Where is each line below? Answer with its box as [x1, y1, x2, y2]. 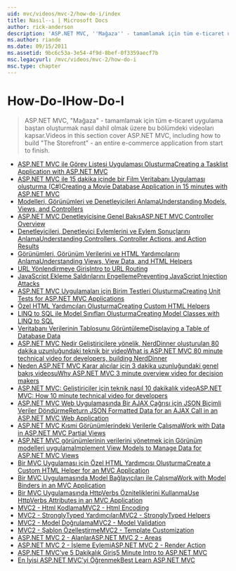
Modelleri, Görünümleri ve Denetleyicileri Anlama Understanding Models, [17, 197, 227, 205]
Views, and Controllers [17, 205, 84, 213]
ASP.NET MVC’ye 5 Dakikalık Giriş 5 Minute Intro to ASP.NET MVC [17, 548, 208, 556]
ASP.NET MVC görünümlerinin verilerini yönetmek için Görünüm [17, 436, 203, 444]
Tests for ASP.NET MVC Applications [17, 294, 125, 302]
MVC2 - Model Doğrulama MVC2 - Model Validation [17, 518, 166, 527]
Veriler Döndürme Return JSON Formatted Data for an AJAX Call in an [17, 406, 218, 415]
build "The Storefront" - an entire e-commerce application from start [24, 139, 223, 147]
